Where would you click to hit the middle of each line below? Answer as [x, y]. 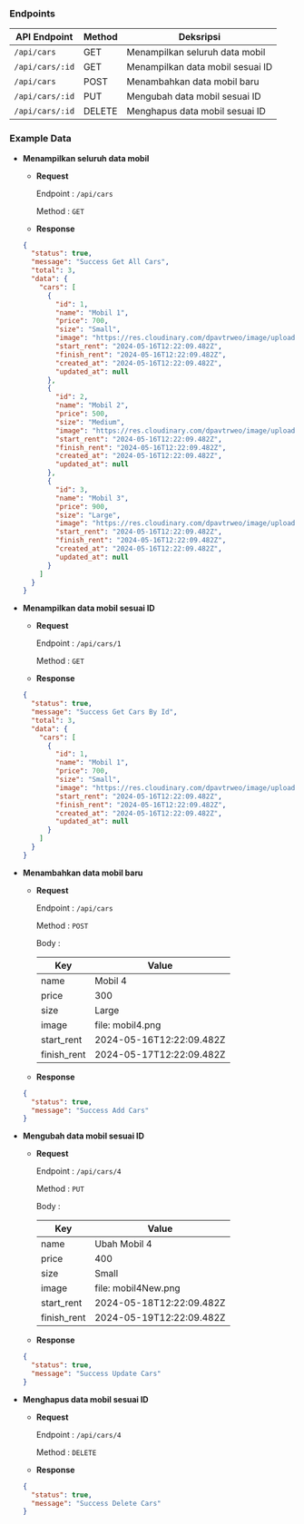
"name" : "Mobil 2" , [92, 405]
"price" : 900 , [82, 506]
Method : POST [62, 925]
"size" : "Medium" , [90, 422]
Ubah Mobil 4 [123, 1244]
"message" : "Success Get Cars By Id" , [104, 712]
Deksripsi [199, 37]
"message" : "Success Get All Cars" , [100, 262]
